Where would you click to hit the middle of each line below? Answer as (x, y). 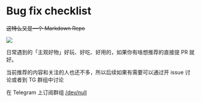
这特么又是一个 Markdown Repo (46, 28)
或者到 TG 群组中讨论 (37, 79)
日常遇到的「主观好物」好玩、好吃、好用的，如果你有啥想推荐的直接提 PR (97, 52)
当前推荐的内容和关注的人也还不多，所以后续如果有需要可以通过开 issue (95, 72)
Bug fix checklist (49, 11)
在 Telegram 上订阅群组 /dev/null (46, 92)
